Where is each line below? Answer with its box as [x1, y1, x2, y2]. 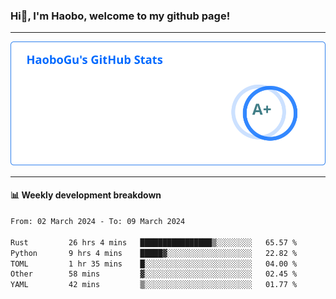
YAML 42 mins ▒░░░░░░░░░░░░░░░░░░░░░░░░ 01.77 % [10, 280, 298, 290]
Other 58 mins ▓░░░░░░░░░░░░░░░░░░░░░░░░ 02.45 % [10, 269, 298, 279]
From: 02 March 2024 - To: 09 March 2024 [10, 217, 186, 227]
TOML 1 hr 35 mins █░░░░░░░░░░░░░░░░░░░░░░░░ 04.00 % [10, 259, 298, 269]
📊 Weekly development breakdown [10, 189, 162, 201]
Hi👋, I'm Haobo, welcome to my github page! [10, 9, 231, 23]
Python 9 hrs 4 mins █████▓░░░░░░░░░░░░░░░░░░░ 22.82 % [10, 248, 298, 258]
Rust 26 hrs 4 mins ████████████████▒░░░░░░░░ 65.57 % [10, 237, 298, 248]
